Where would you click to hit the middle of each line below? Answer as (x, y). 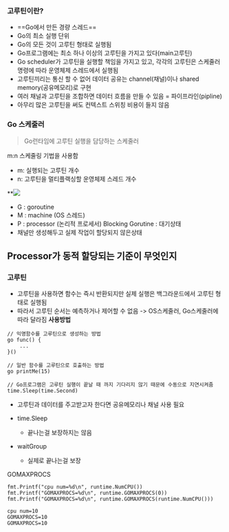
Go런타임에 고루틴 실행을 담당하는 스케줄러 (81, 141)
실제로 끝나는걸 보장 (54, 461)
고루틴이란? (25, 10)
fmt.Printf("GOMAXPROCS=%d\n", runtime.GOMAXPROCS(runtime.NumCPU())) (110, 499)
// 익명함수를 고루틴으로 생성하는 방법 (54, 334)
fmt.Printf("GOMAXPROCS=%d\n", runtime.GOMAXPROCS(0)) (87, 493)
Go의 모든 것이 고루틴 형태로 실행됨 (64, 45)
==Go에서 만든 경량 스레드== (57, 27)
